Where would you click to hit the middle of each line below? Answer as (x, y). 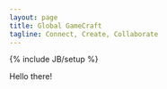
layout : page (34, 17)
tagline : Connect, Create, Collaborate (84, 34)
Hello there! (31, 77)
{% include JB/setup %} (54, 60)
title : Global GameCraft (56, 26)
